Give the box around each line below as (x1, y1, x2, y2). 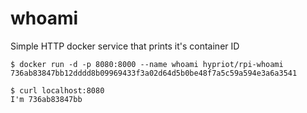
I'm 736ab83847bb (10, 94, 83, 104)
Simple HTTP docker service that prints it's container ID (10, 40, 240, 52)
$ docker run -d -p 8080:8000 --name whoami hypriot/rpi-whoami (10, 59, 284, 69)
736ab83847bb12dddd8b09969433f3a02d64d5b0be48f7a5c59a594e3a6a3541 (10, 68, 298, 78)
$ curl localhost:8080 (10, 85, 105, 96)
